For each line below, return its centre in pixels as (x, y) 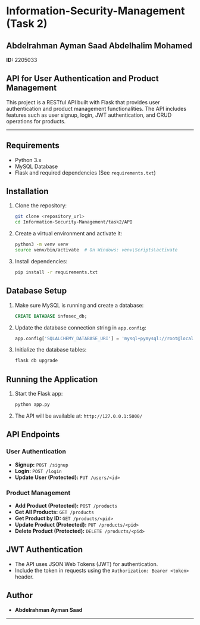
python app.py (32, 405)
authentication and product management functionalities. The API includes (96, 108)
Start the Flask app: (39, 394)
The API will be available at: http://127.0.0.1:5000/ (79, 416)
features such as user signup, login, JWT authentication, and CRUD (89, 115)
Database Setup (37, 291)
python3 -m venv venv (42, 245)
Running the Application (52, 379)
